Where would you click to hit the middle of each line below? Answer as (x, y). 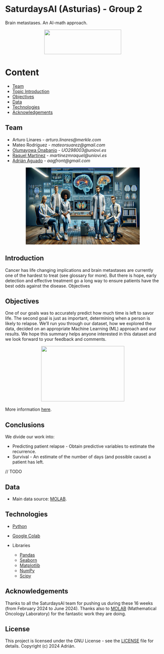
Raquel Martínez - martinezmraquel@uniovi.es (59, 155)
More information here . (28, 409)
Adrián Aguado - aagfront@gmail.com (51, 161)
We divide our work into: (30, 437)
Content (22, 73)
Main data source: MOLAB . (40, 499)
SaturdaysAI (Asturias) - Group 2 (74, 9)
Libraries (21, 545)
